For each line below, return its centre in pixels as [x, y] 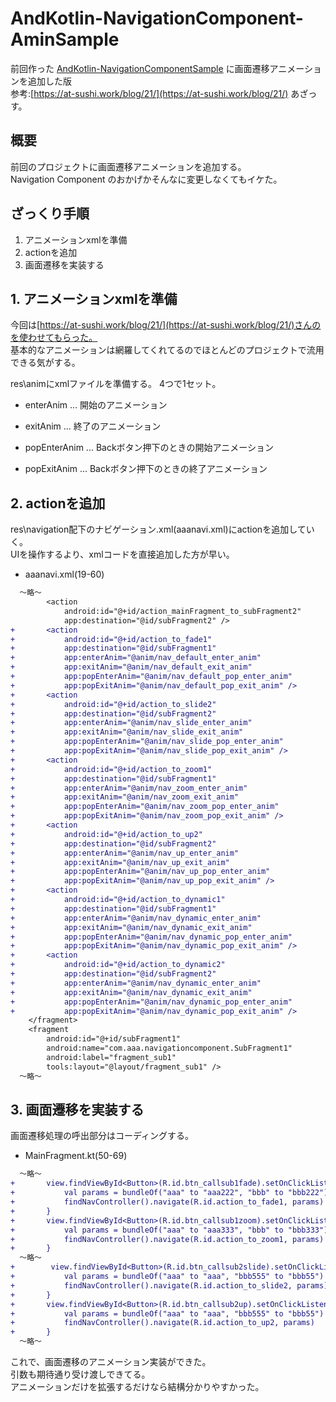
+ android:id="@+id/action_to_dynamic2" [118, 965]
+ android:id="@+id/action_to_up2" [106, 834]
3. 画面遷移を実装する [77, 1109]
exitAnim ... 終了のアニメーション [93, 426]
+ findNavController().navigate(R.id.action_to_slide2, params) [169, 1285]
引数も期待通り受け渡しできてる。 [80, 1374]
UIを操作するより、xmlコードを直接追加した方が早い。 [122, 554]
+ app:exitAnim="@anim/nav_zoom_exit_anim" [125, 797]
